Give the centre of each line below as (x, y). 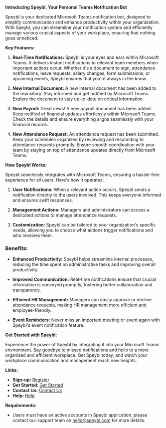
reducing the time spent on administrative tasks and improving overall (84, 264)
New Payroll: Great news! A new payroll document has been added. (82, 108)
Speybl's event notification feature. (48, 325)
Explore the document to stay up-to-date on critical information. (78, 99)
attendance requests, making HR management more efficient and (80, 305)
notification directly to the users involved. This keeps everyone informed (87, 195)
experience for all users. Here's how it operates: (55, 180)
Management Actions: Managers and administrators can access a (81, 210)
